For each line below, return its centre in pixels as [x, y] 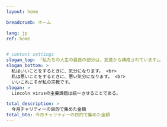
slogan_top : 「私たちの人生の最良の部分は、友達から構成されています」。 [85, 60]
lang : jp [17, 33]
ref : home [18, 39]
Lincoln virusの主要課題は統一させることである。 [66, 93]
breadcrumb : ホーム [29, 22]
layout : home [22, 12]
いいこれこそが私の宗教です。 [42, 82]
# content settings [30, 55]
